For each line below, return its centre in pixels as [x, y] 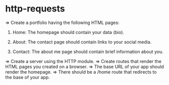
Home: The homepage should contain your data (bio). [68, 32]
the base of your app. [28, 77]
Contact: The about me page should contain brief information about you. [88, 51]
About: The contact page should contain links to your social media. [82, 42]
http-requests [35, 9]
